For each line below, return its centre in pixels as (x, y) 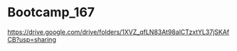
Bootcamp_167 (51, 12)
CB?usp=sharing (32, 39)
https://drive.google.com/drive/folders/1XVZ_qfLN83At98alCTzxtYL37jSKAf (118, 32)
